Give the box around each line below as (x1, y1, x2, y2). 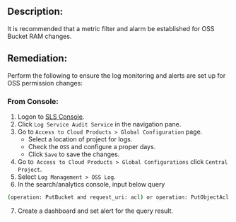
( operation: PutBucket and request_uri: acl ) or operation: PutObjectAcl (7, 194, 230, 201)
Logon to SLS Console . (17, 112, 85, 121)
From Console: (7, 96, 59, 106)
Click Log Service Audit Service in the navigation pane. (17, 119, 182, 128)
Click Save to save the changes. (28, 150, 120, 158)
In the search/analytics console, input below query (17, 180, 165, 188)
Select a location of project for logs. (28, 134, 133, 144)
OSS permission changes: (7, 78, 83, 87)
